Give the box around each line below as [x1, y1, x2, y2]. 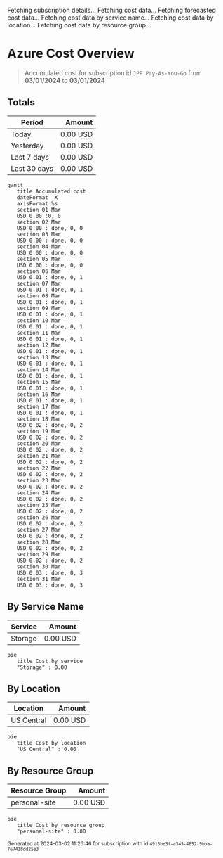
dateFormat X [16, 193, 58, 201]
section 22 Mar [16, 464, 61, 472]
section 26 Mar [16, 513, 61, 521]
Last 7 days [11, 152, 49, 162]
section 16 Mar [16, 390, 61, 398]
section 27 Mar [16, 526, 61, 533]
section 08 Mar [16, 292, 61, 300]
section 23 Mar [16, 477, 61, 484]
